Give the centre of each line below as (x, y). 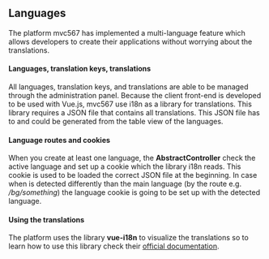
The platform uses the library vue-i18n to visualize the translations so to (128, 238)
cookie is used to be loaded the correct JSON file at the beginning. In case (133, 175)
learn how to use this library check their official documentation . (114, 246)
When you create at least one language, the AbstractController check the (132, 158)
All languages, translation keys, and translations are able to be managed (128, 87)
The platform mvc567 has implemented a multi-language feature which (127, 32)
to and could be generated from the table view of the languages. (116, 122)
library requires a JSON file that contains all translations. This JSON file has (134, 113)
